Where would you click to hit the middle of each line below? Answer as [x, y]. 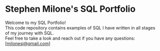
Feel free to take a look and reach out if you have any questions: [70, 38]
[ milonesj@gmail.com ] [28, 43]
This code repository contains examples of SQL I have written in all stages [80, 27]
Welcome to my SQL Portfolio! [35, 23]
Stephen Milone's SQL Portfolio [70, 9]
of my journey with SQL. [30, 33]
